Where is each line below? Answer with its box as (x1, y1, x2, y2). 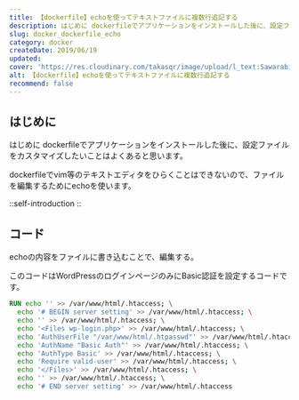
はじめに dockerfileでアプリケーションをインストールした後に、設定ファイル (9, 140, 290, 150)
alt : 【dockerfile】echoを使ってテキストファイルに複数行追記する (9, 71, 230, 80)
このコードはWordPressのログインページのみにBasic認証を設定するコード (9, 270, 280, 281)
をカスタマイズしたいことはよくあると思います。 (9, 150, 189, 161)
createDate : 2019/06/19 (9, 46, 98, 55)
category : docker (9, 37, 74, 47)
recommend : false (9, 79, 74, 88)
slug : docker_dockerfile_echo (9, 29, 122, 38)
